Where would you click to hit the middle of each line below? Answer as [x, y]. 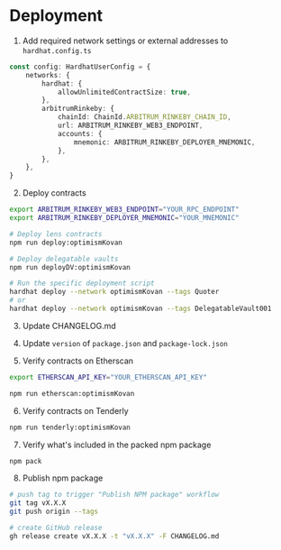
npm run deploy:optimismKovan [66, 243]
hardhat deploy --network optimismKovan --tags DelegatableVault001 [140, 309]
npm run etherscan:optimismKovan [72, 393]
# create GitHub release [56, 528]
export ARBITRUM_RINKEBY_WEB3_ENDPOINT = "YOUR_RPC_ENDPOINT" [125, 210]
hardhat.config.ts [57, 50]
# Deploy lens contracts [56, 234]
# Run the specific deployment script [82, 284]
